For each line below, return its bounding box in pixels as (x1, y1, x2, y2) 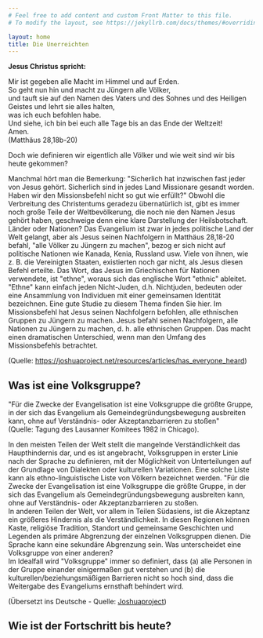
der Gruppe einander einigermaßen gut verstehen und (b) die (8, 565, 206, 574)
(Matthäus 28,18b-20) (8, 135, 78, 145)
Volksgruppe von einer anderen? (8, 549, 113, 558)
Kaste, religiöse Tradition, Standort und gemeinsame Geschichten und (8, 523, 235, 533)
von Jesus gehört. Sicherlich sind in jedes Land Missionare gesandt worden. (8, 182, 254, 192)
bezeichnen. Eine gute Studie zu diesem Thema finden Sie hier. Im (8, 299, 222, 308)
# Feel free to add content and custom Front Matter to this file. (8, 11, 233, 20)
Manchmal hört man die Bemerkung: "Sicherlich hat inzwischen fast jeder (8, 174, 246, 184)
